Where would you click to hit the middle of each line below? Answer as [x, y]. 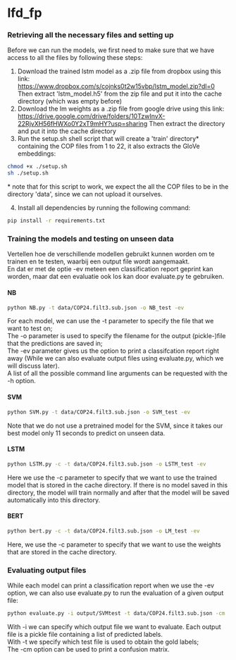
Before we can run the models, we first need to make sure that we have [111, 50]
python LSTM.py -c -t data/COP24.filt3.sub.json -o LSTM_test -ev [107, 464]
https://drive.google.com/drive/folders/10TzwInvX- [91, 116]
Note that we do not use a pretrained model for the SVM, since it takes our [115, 425]
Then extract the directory [187, 124]
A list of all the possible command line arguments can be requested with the [117, 373]
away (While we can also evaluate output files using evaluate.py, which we [116, 359]
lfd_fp [25, 13]
